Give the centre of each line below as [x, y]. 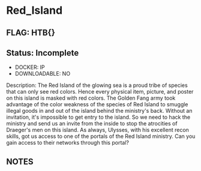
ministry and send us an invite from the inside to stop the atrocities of [92, 124]
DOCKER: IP [30, 67]
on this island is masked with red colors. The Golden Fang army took [91, 98]
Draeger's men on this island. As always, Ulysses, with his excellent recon [97, 130]
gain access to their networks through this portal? [67, 143]
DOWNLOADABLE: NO [43, 74]
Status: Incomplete [43, 52]
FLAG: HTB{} [31, 33]
